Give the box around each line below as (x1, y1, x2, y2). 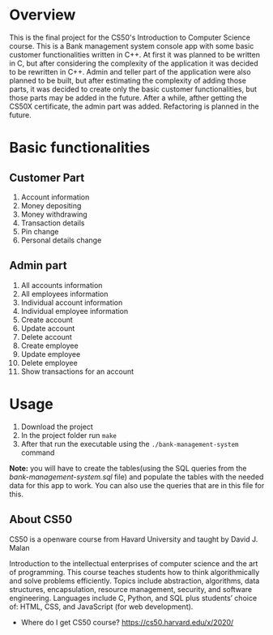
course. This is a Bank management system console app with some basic (9, 41, 254, 50)
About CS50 (9, 513, 73, 526)
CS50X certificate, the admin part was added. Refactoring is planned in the (9, 101, 259, 111)
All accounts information (20, 280, 103, 290)
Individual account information (20, 298, 123, 307)
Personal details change (20, 235, 102, 245)
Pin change (20, 226, 59, 236)
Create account (20, 315, 74, 324)
